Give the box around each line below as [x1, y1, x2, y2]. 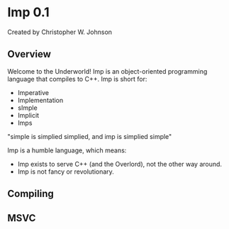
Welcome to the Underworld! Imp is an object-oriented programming [7, 67, 208, 75]
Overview [7, 48, 52, 60]
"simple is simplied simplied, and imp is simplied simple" [7, 132, 172, 140]
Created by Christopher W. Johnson [7, 28, 112, 36]
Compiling [7, 188, 55, 200]
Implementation [17, 96, 64, 104]
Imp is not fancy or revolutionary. [17, 167, 115, 176]
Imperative [17, 88, 50, 96]
